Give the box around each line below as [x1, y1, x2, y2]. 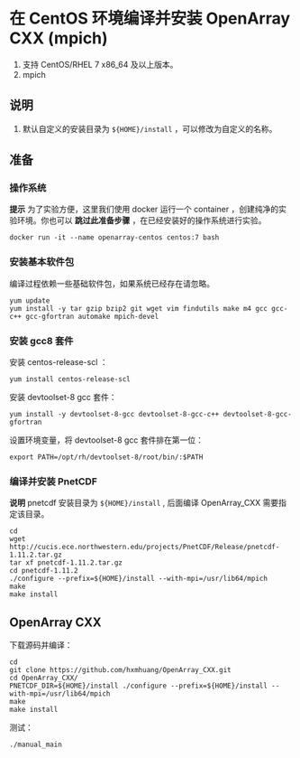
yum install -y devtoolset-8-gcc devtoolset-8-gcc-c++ [9, 410, 220, 419]
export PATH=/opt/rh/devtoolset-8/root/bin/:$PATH [9, 453, 204, 462]
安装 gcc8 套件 [9, 334, 74, 347]
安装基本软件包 [9, 256, 75, 268]
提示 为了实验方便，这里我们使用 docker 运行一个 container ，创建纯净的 [9, 204, 279, 215]
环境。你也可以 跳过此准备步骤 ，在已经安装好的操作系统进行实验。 [16, 215, 267, 226]
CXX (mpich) [9, 28, 108, 49]
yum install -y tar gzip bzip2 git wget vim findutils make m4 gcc [9, 304, 268, 313]
